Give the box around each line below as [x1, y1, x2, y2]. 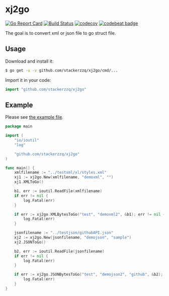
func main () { [5, 165, 35, 170]
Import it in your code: [5, 77, 51, 83]
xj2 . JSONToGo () [14, 239, 46, 244]
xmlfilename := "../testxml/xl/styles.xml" [14, 170, 107, 175]
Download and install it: [5, 58, 54, 64]
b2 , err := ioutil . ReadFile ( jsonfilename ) [14, 249, 105, 254]
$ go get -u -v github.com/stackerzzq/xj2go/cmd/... [5, 68, 118, 73]
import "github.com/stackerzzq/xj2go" [5, 87, 87, 92]
